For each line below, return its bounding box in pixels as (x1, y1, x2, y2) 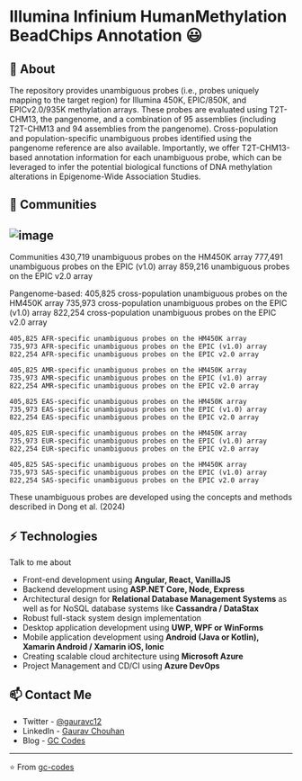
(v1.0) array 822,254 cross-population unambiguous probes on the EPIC (9, 308, 277, 319)
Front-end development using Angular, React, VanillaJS (22, 574, 231, 586)
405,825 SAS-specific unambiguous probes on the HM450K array (9, 461, 247, 470)
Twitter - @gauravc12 (22, 715, 102, 726)
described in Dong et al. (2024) (9, 501, 126, 512)
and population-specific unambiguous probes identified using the (9, 133, 252, 143)
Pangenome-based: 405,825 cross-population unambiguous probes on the (9, 288, 288, 299)
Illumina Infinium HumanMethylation (9, 6, 288, 27)
